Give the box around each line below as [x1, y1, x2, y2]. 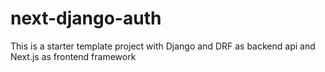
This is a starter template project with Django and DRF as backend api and [10, 40, 316, 52]
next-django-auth [10, 7, 162, 30]
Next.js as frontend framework [10, 50, 137, 62]
